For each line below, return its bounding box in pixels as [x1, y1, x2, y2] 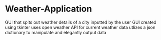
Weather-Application [5, 3, 92, 14]
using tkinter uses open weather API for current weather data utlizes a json [5, 24, 156, 30]
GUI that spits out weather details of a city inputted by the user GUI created [5, 19, 157, 25]
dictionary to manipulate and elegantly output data [5, 29, 106, 35]
